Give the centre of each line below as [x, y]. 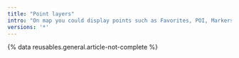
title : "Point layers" [41, 14]
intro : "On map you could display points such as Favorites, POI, [108, 21]
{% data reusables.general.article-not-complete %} [83, 47]
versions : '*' [28, 27]
